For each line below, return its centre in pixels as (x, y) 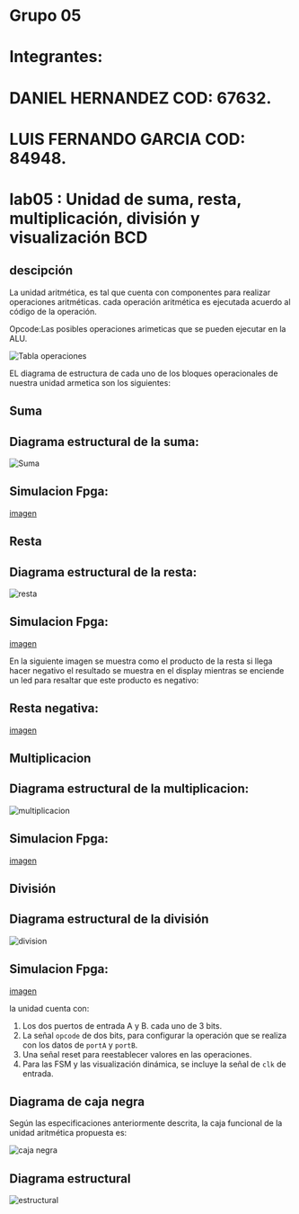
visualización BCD (79, 237)
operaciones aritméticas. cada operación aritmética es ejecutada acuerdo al (150, 301)
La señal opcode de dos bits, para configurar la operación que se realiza (154, 1035)
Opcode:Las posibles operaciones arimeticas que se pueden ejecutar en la (148, 328)
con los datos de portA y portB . (80, 1045)
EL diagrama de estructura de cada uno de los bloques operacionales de (144, 373)
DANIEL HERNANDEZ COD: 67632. (141, 98)
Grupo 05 (45, 16)
